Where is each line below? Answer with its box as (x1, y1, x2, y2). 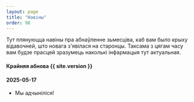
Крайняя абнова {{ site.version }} (6, 62, 93, 69)
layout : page (6, 8, 39, 15)
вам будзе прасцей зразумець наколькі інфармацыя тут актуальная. (6, 49, 181, 56)
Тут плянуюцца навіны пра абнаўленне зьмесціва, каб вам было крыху (6, 36, 188, 44)
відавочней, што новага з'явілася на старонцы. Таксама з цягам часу (6, 42, 184, 50)
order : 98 (6, 20, 31, 26)
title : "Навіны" (6, 14, 47, 20)
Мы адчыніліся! (14, 89, 55, 97)
